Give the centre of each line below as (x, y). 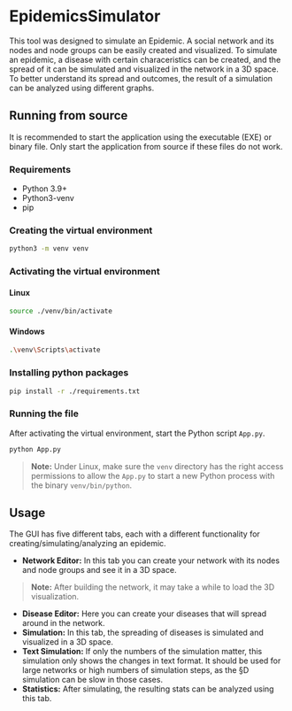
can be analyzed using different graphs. (82, 88)
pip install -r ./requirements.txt (75, 391)
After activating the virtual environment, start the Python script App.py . (137, 433)
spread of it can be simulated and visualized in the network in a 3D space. (144, 69)
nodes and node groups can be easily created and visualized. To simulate (143, 50)
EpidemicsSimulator (85, 16)
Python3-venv (48, 198)
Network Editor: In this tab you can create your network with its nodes (151, 560)
